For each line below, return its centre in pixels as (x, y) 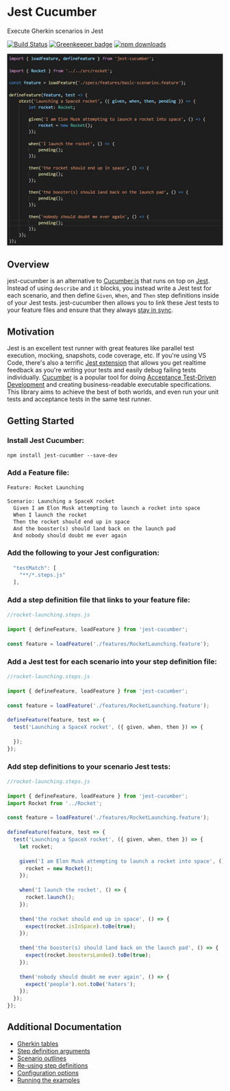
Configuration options (48, 1072)
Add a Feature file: (38, 472)
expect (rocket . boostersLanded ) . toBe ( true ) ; (88, 955)
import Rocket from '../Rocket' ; (55, 803)
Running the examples (48, 1080)
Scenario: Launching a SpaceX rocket (61, 501)
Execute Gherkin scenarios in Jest (55, 31)
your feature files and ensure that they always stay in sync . (90, 310)
